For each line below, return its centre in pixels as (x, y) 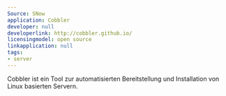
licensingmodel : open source (50, 40)
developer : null (31, 26)
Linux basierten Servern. (43, 86)
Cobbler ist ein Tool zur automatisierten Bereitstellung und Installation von (113, 79)
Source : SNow (26, 14)
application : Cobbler (39, 20)
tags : (15, 53)
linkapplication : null (40, 46)
